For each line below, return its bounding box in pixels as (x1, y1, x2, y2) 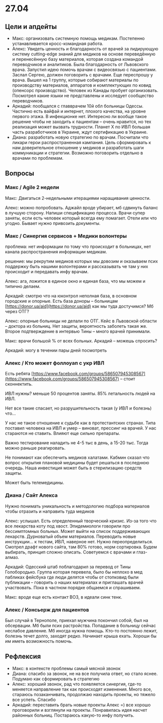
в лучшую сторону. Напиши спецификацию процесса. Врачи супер (5, 210, 145, 216)
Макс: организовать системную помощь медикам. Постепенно (12, 35, 145, 41)
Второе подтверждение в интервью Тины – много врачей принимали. (5, 328, 151, 334)
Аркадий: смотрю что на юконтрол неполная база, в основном (5, 292, 137, 299)
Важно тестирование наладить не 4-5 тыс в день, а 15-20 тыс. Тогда (5, 440, 149, 446)
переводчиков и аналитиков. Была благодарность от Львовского (12, 62, 149, 67)
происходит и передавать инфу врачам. (5, 268, 89, 274)
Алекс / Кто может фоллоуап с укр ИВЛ (5, 360, 105, 366)
